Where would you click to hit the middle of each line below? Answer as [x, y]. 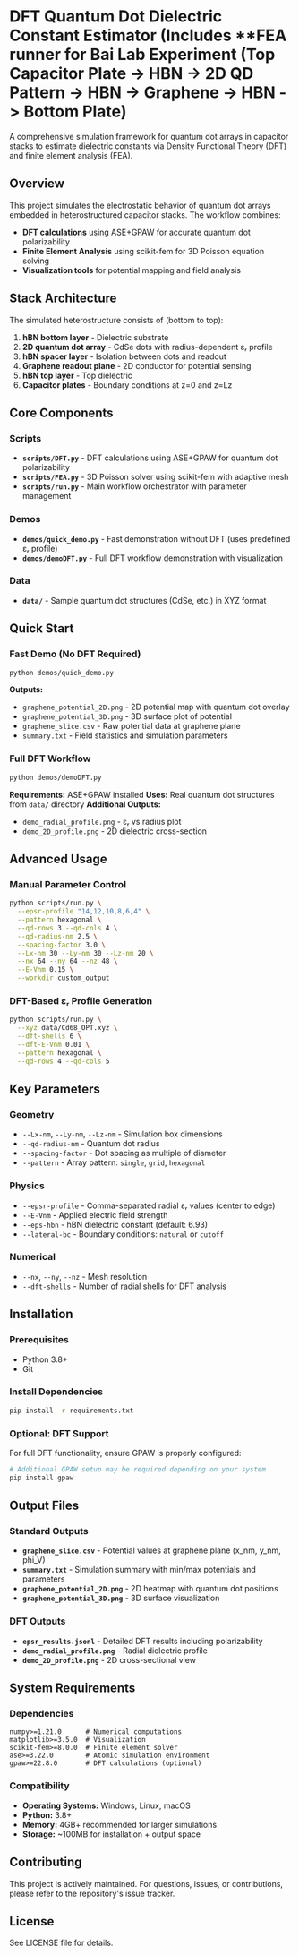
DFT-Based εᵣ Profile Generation [81, 1000]
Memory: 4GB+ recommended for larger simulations [120, 1824]
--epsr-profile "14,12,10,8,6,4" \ [84, 912]
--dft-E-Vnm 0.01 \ [54, 1044]
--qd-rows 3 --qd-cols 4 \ [68, 928]
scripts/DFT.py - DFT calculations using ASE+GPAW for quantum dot [150, 458]
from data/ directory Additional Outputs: [85, 804]
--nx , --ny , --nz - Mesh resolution [85, 1276]
